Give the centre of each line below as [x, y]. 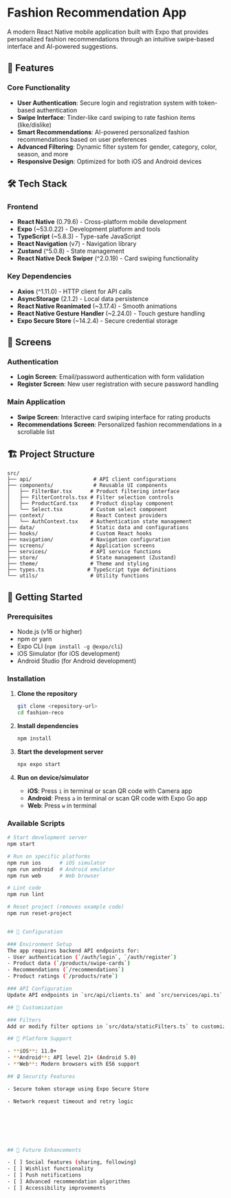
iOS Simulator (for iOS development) [68, 654]
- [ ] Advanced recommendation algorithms [69, 1182]
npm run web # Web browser [53, 876]
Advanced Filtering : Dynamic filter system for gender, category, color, [117, 147]
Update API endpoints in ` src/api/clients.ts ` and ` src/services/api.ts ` [115, 995]
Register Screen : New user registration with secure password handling [118, 384]
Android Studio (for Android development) [77, 661]
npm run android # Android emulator [61, 869]
